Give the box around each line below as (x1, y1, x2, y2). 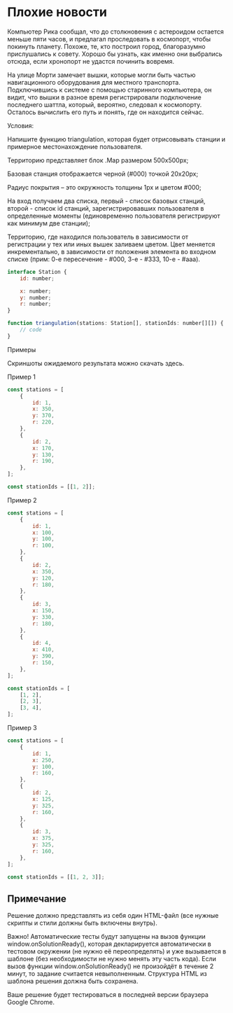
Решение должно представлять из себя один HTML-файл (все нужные (7, 911, 219, 920)
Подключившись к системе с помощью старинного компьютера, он (7, 85, 212, 94)
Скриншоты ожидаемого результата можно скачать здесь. (7, 358, 185, 368)
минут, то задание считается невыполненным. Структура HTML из (7, 970, 208, 978)
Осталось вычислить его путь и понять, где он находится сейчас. (7, 108, 204, 116)
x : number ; (20, 288, 52, 295)
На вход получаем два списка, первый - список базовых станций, (7, 197, 206, 205)
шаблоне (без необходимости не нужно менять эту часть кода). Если (7, 955, 217, 963)
